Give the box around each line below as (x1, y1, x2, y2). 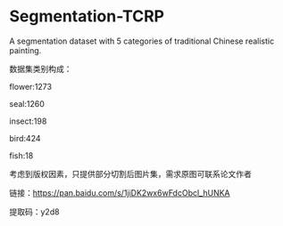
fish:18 (9, 149, 34, 161)
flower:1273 (9, 81, 52, 92)
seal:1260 (9, 98, 45, 109)
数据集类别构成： (9, 63, 72, 74)
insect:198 (9, 116, 47, 126)
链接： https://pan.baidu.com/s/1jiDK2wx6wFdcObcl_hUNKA (9, 187, 230, 198)
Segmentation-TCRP (9, 6, 165, 27)
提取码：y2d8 (9, 206, 60, 217)
